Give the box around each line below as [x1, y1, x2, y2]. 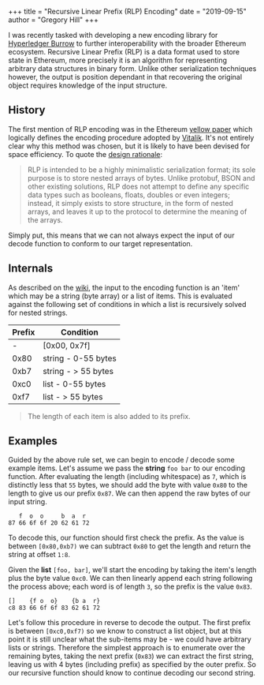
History [8, 103, 46, 117]
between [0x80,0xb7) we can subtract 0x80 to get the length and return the [8, 541, 251, 551]
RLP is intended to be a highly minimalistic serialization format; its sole [27, 165, 256, 174]
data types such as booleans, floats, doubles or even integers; [27, 189, 230, 200]
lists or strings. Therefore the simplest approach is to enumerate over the [8, 643, 246, 653]
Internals [8, 262, 54, 275]
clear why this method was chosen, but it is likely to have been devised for [8, 141, 251, 151]
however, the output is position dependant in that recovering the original [8, 73, 243, 81]
